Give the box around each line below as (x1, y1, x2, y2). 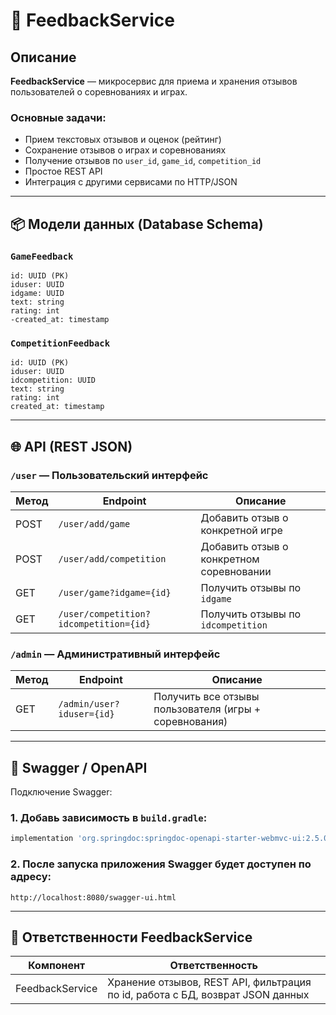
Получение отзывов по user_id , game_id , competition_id (24, 155, 262, 167)
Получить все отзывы (153, 690, 260, 704)
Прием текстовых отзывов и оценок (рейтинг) (24, 134, 222, 146)
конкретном (200, 552, 260, 566)
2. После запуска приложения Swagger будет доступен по (10, 857, 312, 871)
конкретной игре (200, 523, 283, 537)
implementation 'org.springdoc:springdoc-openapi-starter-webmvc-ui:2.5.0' (10, 834, 333, 844)
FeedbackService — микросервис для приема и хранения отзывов (10, 75, 298, 87)
